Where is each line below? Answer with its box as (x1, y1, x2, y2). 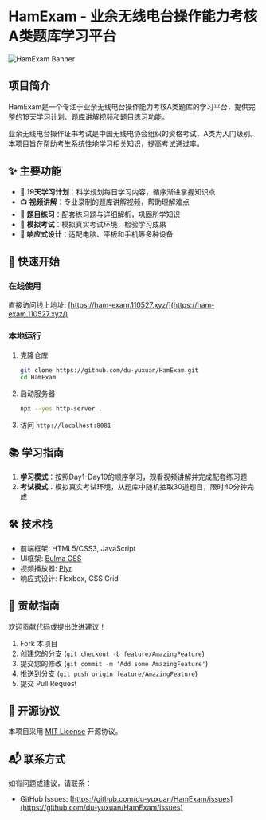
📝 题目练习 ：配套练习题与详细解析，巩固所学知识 (19, 209, 181, 219)
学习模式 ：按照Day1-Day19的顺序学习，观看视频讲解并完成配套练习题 (19, 472, 248, 481)
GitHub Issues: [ (19, 794, 73, 804)
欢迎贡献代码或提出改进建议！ (8, 622, 106, 631)
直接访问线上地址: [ (8, 300, 72, 310)
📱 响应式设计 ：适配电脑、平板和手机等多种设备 (19, 229, 174, 239)
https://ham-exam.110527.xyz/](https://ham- (70, 300, 215, 310)
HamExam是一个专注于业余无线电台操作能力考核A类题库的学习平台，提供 (8, 101, 249, 112)
